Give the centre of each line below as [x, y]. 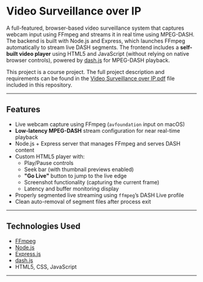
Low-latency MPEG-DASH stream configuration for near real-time [97, 130]
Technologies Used [43, 227]
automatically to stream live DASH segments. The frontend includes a [93, 47]
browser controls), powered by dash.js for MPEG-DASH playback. [88, 60]
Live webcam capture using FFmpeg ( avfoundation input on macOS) [100, 124]
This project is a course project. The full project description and [85, 72]
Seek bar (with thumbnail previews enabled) [79, 169]
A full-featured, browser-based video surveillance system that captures [95, 28]
